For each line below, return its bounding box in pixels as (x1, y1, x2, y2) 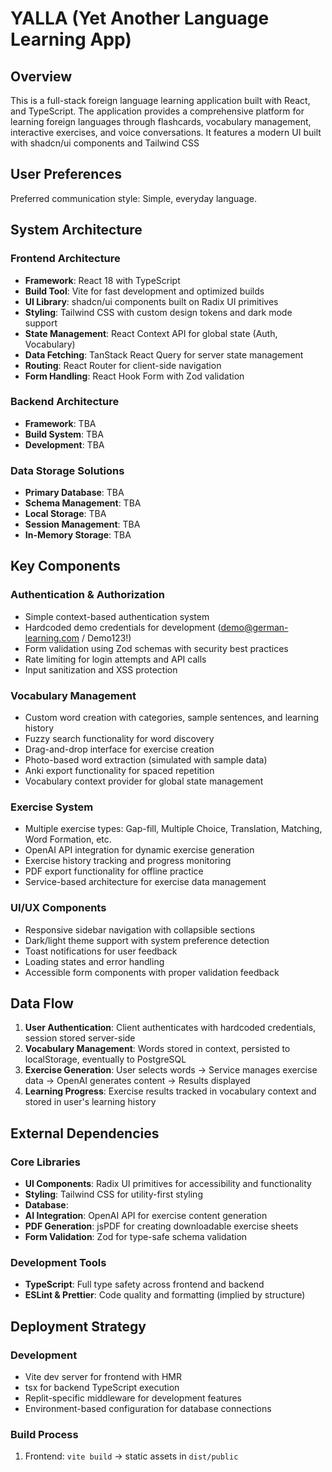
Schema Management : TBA (24, 497, 142, 509)
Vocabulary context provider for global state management (24, 775, 264, 787)
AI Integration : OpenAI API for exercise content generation (24, 1210, 268, 1222)
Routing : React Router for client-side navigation (24, 359, 222, 371)
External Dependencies (10, 1125, 160, 1142)
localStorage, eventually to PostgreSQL (24, 1053, 187, 1066)
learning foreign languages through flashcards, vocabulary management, (10, 116, 312, 127)
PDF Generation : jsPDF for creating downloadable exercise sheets (24, 1220, 299, 1232)
